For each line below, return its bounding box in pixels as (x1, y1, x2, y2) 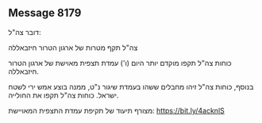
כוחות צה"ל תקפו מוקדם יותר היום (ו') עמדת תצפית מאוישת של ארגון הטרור (8, 58, 232, 67)
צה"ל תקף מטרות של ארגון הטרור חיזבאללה (8, 43, 138, 52)
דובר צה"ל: (8, 27, 41, 37)
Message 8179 (8, 6, 82, 20)
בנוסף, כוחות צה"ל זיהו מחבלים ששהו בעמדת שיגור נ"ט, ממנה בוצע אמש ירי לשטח (8, 82, 254, 91)
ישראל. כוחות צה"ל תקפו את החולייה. (8, 90, 119, 100)
